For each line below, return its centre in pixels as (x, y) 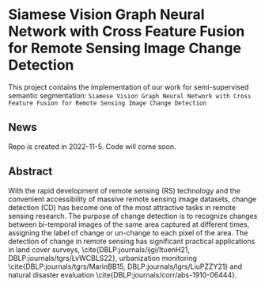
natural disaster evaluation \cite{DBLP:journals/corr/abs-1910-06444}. (123, 274)
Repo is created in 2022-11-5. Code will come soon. (92, 146)
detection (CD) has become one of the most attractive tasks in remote (122, 207)
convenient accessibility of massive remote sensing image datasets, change (132, 199)
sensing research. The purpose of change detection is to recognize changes (133, 216)
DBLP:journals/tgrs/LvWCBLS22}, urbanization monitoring (103, 258)
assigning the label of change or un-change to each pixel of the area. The (128, 232)
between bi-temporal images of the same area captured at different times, (129, 224)
